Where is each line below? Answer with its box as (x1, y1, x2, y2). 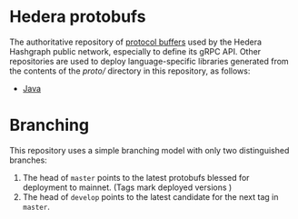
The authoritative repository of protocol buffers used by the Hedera (9, 36, 262, 47)
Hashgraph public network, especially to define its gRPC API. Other (9, 45, 262, 56)
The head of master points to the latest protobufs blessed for (22, 172, 250, 183)
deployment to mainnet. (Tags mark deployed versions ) (22, 182, 233, 193)
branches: (9, 154, 47, 165)
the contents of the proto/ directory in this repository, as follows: (9, 65, 251, 76)
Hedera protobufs (9, 6, 146, 27)
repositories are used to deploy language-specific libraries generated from (9, 55, 289, 66)
